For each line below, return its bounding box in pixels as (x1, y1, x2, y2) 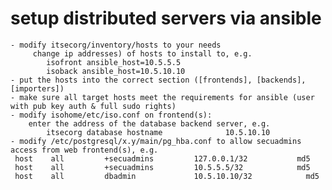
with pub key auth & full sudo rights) (10, 101, 177, 111)
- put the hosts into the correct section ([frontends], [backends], (10, 75, 307, 85)
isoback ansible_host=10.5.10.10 (46, 66, 186, 76)
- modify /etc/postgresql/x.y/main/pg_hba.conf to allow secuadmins (10, 136, 302, 146)
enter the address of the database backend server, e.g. (28, 118, 271, 129)
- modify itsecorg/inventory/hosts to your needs (10, 40, 222, 50)
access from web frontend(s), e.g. (10, 145, 159, 155)
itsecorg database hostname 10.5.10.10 (46, 127, 271, 137)
